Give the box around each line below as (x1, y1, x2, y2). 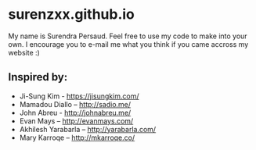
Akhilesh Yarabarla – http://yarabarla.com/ (19, 124, 157, 134)
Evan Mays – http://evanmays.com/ (19, 116, 134, 126)
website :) (8, 48, 41, 57)
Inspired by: (8, 70, 68, 84)
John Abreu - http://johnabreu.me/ (19, 108, 132, 117)
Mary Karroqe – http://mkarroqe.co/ (19, 133, 135, 142)
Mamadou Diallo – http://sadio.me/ (19, 99, 132, 109)
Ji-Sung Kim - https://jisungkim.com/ (19, 91, 139, 101)
